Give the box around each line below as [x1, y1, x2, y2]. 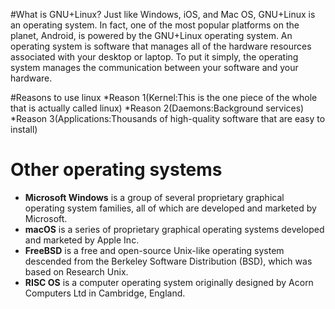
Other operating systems [10, 159, 223, 181]
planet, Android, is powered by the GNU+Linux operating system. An [10, 30, 293, 41]
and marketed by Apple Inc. [24, 234, 140, 246]
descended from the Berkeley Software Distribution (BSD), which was [24, 255, 313, 267]
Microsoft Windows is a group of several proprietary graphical [24, 191, 285, 203]
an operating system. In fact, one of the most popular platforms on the [10, 19, 300, 31]
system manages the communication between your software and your [10, 62, 299, 73]
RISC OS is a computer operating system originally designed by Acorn [24, 276, 314, 288]
